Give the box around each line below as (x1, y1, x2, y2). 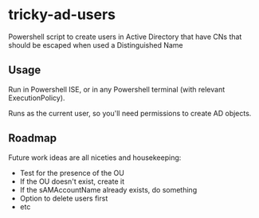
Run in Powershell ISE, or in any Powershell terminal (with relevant (8, 84, 226, 94)
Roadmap (8, 131, 57, 145)
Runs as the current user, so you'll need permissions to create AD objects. (8, 108, 252, 118)
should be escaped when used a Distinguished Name (8, 40, 183, 49)
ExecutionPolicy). (8, 93, 65, 103)
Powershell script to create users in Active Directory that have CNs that (8, 32, 242, 41)
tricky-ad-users (8, 6, 116, 24)
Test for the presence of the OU (19, 168, 125, 177)
